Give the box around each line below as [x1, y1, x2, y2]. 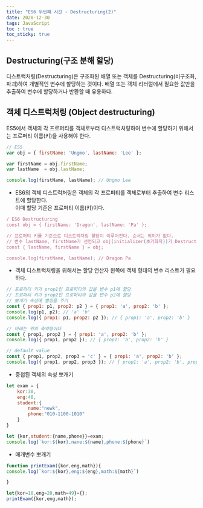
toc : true [6, 25, 34, 32]
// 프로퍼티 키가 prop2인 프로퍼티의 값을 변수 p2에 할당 [6, 292, 131, 298]
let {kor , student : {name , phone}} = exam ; [6, 433, 104, 439]
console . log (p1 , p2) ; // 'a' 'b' [6, 309, 91, 315]
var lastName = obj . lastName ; [6, 166, 85, 173]
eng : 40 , [17, 394, 36, 400]
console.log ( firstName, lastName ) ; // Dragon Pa [6, 255, 131, 261]
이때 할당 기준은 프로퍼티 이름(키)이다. [14, 204, 105, 212]
